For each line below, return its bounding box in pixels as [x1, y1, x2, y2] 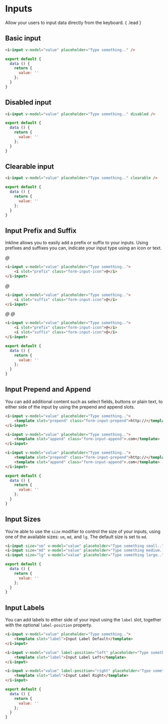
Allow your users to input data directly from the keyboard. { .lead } [5, 20, 141, 26]
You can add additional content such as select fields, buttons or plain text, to [5, 399, 163, 405]
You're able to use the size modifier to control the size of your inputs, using [5, 528, 161, 534]
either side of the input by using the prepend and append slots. [5, 404, 135, 410]
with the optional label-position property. [5, 622, 92, 628]
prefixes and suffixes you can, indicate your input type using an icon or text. [5, 245, 162, 251]
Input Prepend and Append [5, 385, 91, 394]
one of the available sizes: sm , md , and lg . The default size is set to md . [5, 534, 147, 540]
